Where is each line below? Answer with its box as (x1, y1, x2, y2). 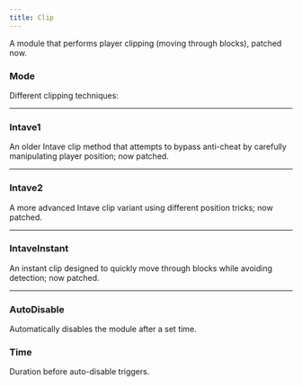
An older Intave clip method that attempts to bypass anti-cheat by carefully (9, 141, 288, 153)
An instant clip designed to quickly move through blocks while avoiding (9, 262, 272, 274)
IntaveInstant (9, 242, 69, 255)
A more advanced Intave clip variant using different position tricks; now (9, 202, 274, 213)
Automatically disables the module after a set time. (9, 324, 197, 335)
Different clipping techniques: (9, 90, 120, 101)
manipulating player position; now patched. (9, 151, 169, 162)
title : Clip (9, 13, 54, 22)
